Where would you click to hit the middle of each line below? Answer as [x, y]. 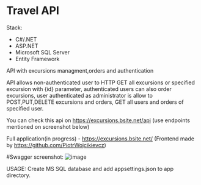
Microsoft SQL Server [42, 52]
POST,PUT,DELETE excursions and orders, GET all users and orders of [95, 102]
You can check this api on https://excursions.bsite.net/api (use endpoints [98, 120]
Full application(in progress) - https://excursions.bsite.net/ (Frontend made [100, 139]
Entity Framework [37, 59]
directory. [18, 175]
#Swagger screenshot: [35, 157]
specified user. [25, 108]
